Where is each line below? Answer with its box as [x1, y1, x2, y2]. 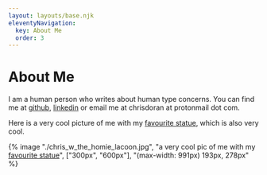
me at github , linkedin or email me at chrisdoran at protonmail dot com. [8, 103, 240, 112]
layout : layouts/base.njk [8, 11, 94, 20]
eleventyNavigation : [8, 19, 77, 27]
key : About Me [15, 26, 62, 34]
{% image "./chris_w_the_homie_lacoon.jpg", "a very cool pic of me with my [8, 142, 256, 152]
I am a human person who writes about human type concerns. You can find [8, 95, 255, 104]
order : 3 [15, 33, 44, 42]
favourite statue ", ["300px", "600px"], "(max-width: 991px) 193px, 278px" [8, 150, 250, 160]
